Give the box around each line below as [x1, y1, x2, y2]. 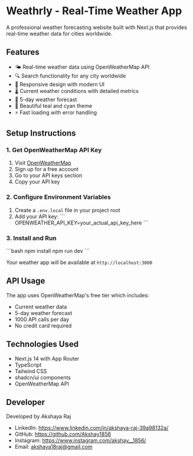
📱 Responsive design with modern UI [14, 81, 105, 88]
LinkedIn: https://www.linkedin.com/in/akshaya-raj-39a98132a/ [14, 425, 169, 432]
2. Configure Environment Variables [6, 193, 111, 201]
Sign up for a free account [14, 166, 78, 173]
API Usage [6, 276, 45, 286]
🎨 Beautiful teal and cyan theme [14, 102, 93, 109]
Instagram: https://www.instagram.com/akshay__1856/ [14, 437, 146, 444]
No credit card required [14, 322, 72, 329]
